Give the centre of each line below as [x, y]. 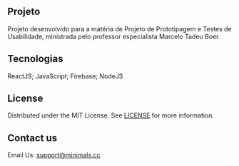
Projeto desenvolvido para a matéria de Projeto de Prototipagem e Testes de [119, 28]
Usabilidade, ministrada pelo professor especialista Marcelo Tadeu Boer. [114, 36]
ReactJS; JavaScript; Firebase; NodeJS [65, 76]
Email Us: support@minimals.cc [54, 155]
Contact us [32, 138]
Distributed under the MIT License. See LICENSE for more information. [111, 115]
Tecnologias [35, 59]
